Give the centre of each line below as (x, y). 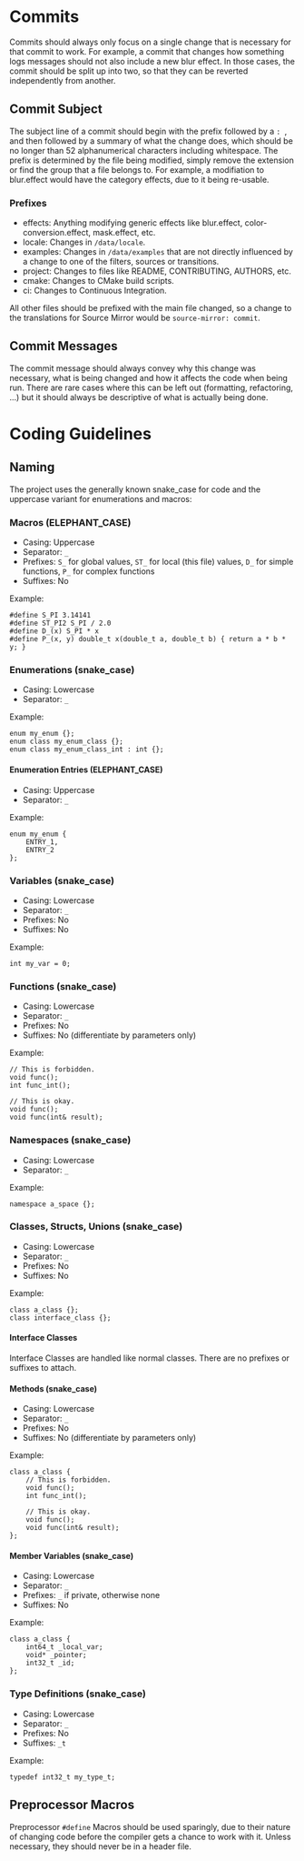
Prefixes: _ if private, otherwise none (91, 1595)
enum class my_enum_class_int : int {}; (87, 749)
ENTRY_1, (42, 842)
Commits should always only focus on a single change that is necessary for (151, 42)
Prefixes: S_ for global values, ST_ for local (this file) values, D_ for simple (158, 562)
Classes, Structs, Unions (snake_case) (96, 1227)
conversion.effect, (57, 233)
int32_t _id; (50, 1663)
